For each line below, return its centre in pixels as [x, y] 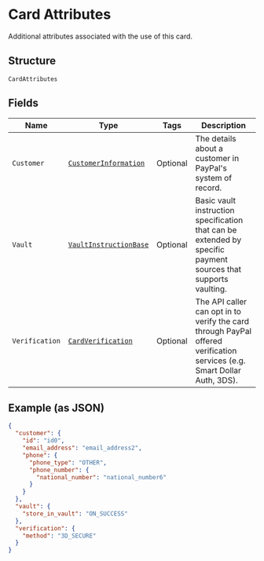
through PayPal [224, 331]
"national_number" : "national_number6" [102, 477]
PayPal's [211, 168]
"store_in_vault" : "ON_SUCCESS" [75, 513]
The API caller [221, 302]
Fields [24, 103]
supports [212, 279]
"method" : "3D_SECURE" [59, 536]
